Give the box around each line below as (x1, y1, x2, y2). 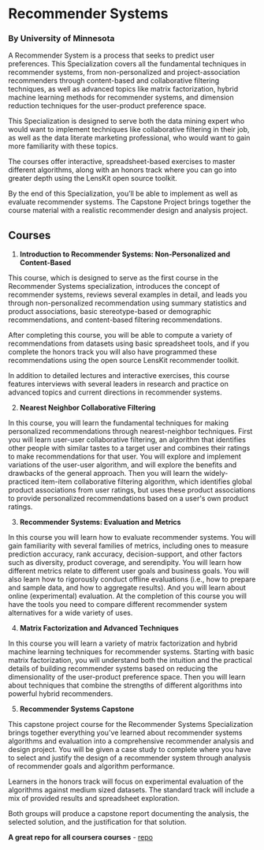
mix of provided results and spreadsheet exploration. (8, 794, 180, 803)
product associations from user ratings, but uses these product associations (8, 485, 256, 495)
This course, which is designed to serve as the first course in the (8, 273, 219, 283)
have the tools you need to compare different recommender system (8, 600, 228, 609)
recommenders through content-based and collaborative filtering (8, 76, 220, 85)
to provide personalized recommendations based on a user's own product (8, 494, 249, 504)
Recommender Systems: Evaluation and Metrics (19, 518, 181, 527)
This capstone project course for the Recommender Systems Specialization (8, 720, 254, 729)
